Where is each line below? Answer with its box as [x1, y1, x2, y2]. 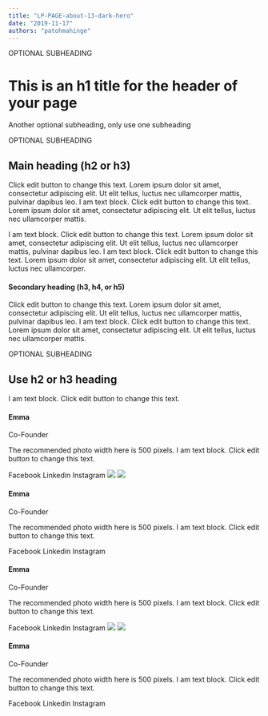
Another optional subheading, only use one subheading [8, 120, 191, 130]
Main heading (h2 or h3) [8, 159, 131, 172]
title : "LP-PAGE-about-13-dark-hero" [8, 11, 134, 20]
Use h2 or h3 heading [8, 372, 118, 386]
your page [8, 94, 78, 112]
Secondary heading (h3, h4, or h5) [8, 282, 126, 292]
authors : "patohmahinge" [8, 26, 91, 34]
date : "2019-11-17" [8, 19, 74, 27]
